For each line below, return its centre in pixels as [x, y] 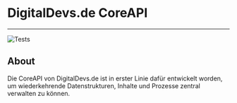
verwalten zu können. [39, 93]
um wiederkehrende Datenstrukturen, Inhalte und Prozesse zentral [104, 85]
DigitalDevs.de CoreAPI [78, 13]
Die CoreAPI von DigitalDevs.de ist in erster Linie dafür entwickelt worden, [115, 78]
